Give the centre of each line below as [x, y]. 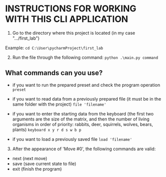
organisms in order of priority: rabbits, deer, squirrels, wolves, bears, [83, 124]
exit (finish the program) [37, 169]
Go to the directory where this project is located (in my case [74, 33]
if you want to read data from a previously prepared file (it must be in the [87, 99]
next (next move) [30, 158]
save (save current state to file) [44, 164]
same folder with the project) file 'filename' [59, 104]
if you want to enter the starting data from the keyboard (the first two [83, 114]
